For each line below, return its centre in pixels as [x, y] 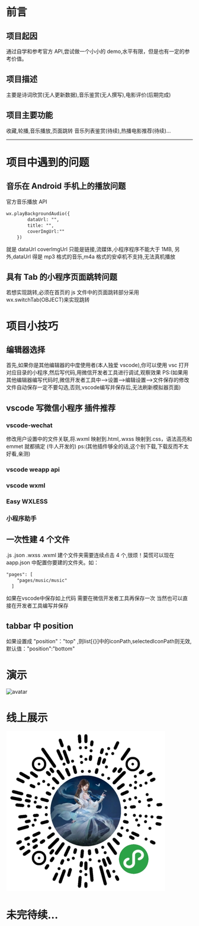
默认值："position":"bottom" [41, 649]
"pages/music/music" [42, 580]
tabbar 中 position [40, 626]
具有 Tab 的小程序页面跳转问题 [62, 277]
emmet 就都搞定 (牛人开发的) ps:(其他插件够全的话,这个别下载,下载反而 [92, 447]
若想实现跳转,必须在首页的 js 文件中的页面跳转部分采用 [73, 292]
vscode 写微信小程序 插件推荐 [61, 408]
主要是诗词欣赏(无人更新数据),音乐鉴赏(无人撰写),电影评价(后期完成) [89, 94]
